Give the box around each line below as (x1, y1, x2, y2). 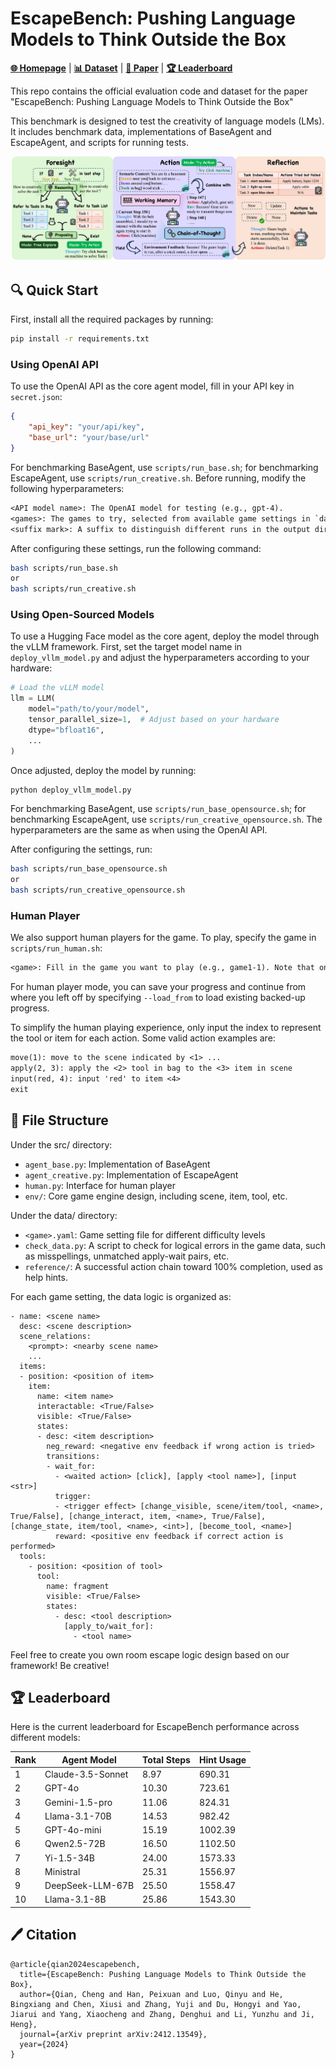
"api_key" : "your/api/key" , (28, 422, 145, 432)
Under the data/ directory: (10, 1209, 118, 1221)
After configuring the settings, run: (10, 843, 153, 856)
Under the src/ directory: (10, 1138, 113, 1151)
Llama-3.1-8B (44, 1893, 107, 1906)
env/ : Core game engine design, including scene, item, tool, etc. (24, 1190, 288, 1202)
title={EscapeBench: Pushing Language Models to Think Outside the (19, 1969, 307, 1979)
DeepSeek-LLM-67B (44, 1880, 135, 1892)
